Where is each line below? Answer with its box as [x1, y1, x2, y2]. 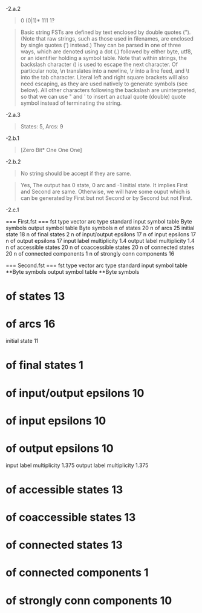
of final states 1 [5, 359, 84, 372]
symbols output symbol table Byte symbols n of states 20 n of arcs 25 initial [5, 224, 195, 231]
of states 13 [5, 290, 65, 303]
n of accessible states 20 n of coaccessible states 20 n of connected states [5, 244, 195, 251]
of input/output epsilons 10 [5, 386, 145, 400]
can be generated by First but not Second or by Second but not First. [20, 194, 193, 202]
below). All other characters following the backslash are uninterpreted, [20, 87, 197, 93]
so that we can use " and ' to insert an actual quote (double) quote [20, 93, 186, 100]
